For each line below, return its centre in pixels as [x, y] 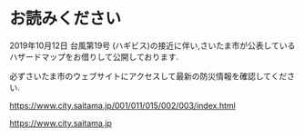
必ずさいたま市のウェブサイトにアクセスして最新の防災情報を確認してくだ [148, 76]
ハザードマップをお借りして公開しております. [94, 56]
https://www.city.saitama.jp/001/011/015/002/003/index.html [123, 105]
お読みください [66, 19]
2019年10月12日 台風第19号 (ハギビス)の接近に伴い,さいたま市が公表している [152, 45]
